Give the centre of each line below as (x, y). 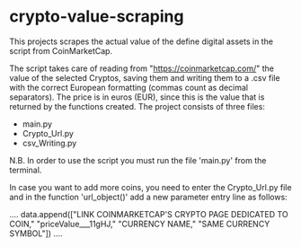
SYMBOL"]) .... (36, 233)
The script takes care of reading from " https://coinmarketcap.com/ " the (142, 68)
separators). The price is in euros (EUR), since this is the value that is (137, 97)
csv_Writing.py (49, 143)
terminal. (26, 170)
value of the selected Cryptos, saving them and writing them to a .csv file (145, 77)
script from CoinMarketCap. (61, 50)
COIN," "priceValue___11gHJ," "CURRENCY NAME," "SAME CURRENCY (140, 224)
